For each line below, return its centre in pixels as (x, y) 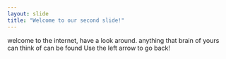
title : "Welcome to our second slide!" (66, 20)
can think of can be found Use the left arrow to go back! (89, 48)
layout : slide (28, 14)
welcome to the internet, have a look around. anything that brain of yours (113, 40)
